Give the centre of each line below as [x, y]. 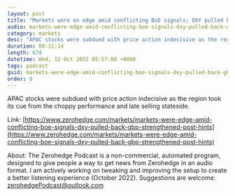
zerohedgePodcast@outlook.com [56, 185]
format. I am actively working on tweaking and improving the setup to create [117, 170]
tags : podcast [28, 66]
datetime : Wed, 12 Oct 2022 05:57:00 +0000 [72, 59]
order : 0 [20, 79]
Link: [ [16, 120]
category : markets [34, 33]
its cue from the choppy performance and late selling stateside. [99, 106]
